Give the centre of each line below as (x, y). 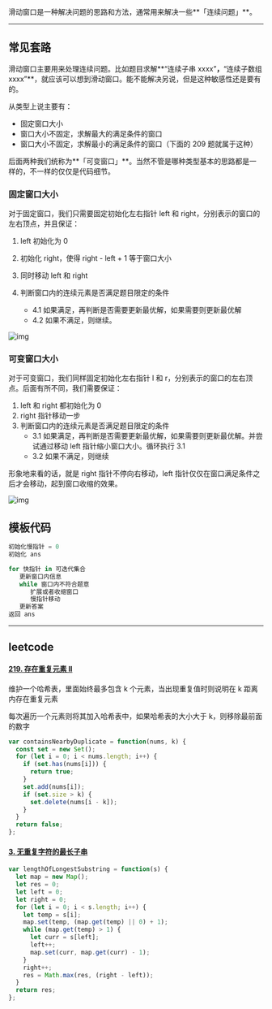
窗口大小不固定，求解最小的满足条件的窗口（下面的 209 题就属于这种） (138, 144)
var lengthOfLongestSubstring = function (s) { (88, 869)
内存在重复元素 (33, 699)
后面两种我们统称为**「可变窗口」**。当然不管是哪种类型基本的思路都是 (129, 161)
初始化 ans (25, 555)
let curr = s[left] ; (64, 938)
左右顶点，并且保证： (44, 224)
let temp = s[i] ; (52, 915)
